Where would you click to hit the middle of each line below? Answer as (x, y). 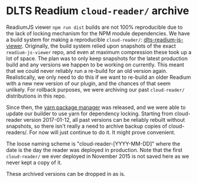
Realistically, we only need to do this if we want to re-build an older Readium (98, 77)
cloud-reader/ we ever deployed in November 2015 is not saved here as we (98, 156)
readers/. (17, 132)
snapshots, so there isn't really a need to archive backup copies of (87, 126)
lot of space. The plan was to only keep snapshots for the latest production (97, 58)
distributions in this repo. (36, 96)
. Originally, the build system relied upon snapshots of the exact (99, 46)
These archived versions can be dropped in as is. (66, 174)
